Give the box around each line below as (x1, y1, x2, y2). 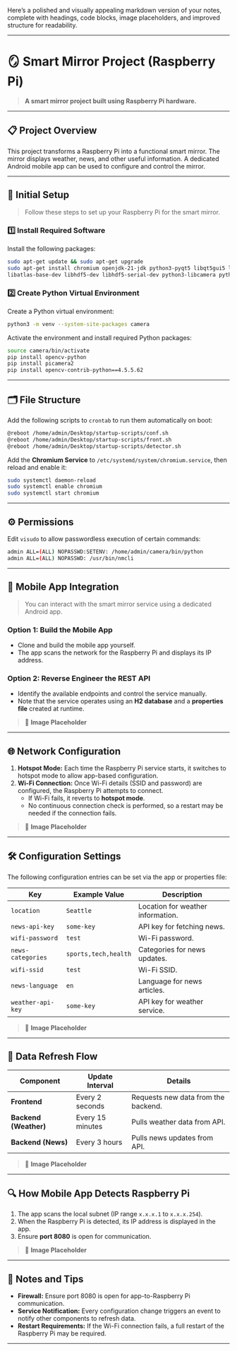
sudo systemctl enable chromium (7, 483, 102, 490)
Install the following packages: (7, 244, 96, 253)
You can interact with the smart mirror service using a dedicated (24, 600, 212, 608)
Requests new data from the (131, 1092, 225, 1102)
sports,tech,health (66, 950, 132, 958)
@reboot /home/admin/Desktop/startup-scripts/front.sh (7, 436, 172, 443)
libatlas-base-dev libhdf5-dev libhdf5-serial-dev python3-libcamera (7, 271, 217, 278)
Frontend (11, 1096, 42, 1106)
